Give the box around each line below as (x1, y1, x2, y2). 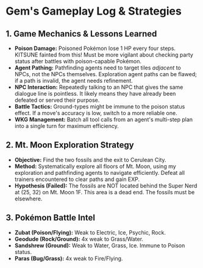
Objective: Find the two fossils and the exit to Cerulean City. (14, 156, 166, 163)
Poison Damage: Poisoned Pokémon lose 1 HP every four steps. (14, 44, 176, 52)
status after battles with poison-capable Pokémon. (14, 58, 141, 65)
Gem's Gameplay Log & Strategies (5, 4, 182, 18)
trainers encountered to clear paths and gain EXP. (14, 175, 140, 183)
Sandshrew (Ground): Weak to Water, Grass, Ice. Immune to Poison (14, 242, 185, 249)
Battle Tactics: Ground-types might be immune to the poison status (14, 103, 185, 110)
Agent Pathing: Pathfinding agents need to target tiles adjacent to (14, 64, 181, 71)
